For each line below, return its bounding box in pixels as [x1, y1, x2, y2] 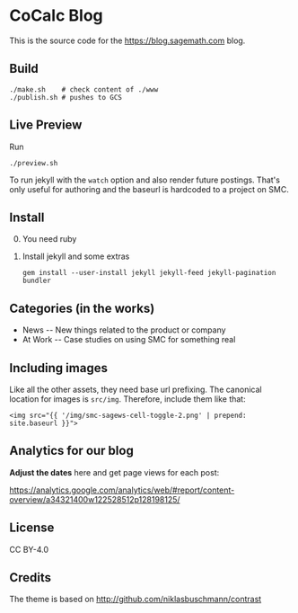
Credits [9, 570, 52, 585]
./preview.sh [9, 158, 58, 167]
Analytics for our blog [9, 443, 135, 458]
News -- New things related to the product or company [22, 324, 226, 335]
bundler [22, 276, 51, 286]
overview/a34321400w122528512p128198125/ [9, 493, 181, 504]
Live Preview [9, 118, 83, 133]
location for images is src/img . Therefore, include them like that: [9, 394, 246, 404]
